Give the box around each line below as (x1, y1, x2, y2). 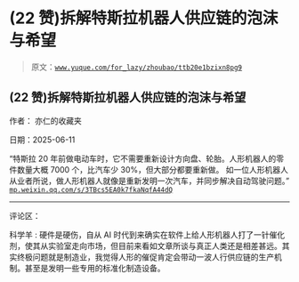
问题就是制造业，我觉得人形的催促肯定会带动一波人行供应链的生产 (32, 251, 274, 262)
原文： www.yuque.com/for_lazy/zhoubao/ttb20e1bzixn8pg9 (30, 61, 243, 72)
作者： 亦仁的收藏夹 (9, 115, 82, 125)
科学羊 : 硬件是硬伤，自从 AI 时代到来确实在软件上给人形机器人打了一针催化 (9, 229, 286, 240)
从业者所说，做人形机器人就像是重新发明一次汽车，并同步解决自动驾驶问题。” (9, 175, 290, 186)
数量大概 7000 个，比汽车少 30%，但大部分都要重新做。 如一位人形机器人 (16, 164, 289, 174)
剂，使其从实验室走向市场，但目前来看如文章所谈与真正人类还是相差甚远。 (9, 240, 282, 251)
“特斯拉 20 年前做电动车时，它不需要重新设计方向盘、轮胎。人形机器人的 (9, 153, 277, 164)
